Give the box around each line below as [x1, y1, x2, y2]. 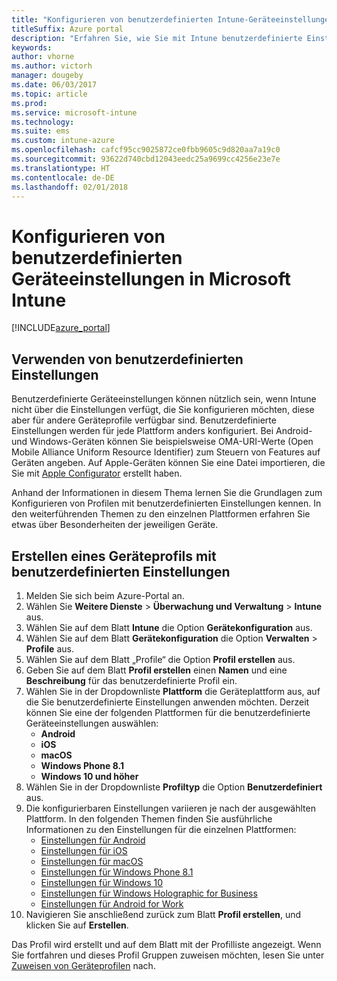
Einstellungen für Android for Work [40, 897, 184, 910]
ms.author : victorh [11, 61, 93, 71]
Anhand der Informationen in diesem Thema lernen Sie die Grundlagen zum [11, 487, 323, 499]
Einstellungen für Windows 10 [40, 876, 164, 888]
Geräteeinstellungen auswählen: [25, 717, 159, 729]
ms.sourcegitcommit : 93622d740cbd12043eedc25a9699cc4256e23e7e [11, 154, 281, 164]
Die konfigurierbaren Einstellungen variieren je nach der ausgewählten [25, 802, 316, 814]
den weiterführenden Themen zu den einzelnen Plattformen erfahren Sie [11, 508, 311, 520]
